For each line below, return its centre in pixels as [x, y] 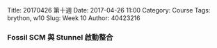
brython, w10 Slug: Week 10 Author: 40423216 [74, 18]
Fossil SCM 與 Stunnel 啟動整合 [60, 37]
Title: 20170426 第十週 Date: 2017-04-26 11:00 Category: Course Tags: [109, 10]
